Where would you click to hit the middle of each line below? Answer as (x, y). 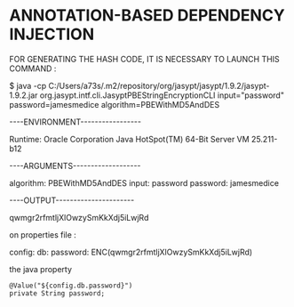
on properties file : (43, 234)
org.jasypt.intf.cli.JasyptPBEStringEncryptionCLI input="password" (162, 95)
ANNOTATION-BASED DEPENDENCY (147, 16)
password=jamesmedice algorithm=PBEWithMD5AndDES (115, 104)
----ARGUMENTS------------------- (75, 166)
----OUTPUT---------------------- (72, 200)
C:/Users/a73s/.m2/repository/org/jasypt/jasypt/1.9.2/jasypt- (159, 85)
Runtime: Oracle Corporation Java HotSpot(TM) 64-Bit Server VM (130, 139)
